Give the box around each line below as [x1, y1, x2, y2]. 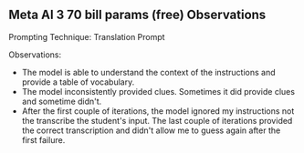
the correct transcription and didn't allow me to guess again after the [21, 125, 281, 136]
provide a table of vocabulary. [21, 76, 135, 87]
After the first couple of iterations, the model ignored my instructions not [21, 105, 295, 117]
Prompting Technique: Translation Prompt [8, 31, 165, 42]
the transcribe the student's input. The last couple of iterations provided [21, 115, 293, 126]
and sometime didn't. [21, 96, 102, 107]
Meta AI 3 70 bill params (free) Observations [8, 7, 267, 23]
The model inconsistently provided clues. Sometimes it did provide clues [21, 86, 296, 97]
